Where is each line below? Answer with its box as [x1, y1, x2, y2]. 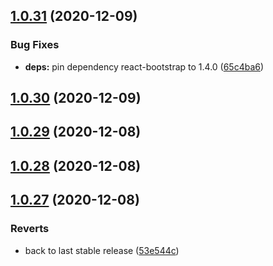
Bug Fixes [10, 38, 60, 52]
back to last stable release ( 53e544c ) [24, 244, 180, 256]
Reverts [10, 222, 50, 236]
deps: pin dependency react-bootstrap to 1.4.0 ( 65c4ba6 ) [24, 60, 265, 73]
